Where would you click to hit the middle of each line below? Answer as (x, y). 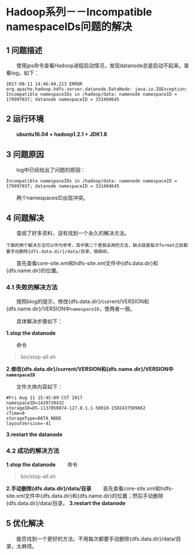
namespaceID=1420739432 (35, 403)
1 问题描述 (24, 50)
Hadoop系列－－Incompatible (79, 12)
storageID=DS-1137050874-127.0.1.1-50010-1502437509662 (76, 408)
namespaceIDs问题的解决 (69, 27)
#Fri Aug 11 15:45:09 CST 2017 (44, 397)
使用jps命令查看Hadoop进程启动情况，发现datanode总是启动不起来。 (100, 66)
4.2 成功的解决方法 (33, 450)
